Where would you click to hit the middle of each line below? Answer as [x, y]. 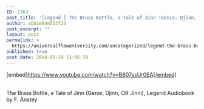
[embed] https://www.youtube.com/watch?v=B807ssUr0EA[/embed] [92, 74]
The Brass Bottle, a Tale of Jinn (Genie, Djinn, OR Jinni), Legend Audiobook [100, 93]
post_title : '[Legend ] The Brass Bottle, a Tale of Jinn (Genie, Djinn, [102, 18]
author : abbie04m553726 [36, 23]
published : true [27, 52]
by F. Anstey [22, 99]
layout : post [23, 35]
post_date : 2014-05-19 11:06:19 [47, 57]
